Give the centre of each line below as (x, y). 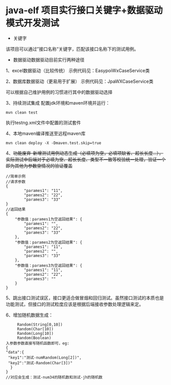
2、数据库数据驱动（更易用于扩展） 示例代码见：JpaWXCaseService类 (80, 81)
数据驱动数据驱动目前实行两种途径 (49, 59)
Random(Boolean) (34, 338)
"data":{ (15, 352)
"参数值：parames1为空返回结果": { (49, 219)
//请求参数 (16, 182)
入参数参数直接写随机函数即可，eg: (38, 343)
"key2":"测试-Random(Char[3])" (40, 363)
